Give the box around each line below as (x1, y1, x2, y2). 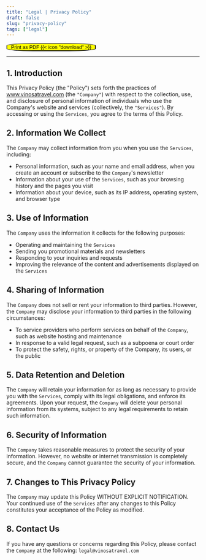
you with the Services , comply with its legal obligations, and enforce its (6, 393, 186, 400)
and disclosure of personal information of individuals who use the (6, 97, 172, 105)
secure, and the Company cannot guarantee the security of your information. (6, 459, 196, 466)
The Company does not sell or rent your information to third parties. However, (6, 301, 197, 308)
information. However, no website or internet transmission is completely (6, 453, 188, 460)
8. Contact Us (6, 524, 60, 534)
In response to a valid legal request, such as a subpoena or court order (15, 339, 195, 346)
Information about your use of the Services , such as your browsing (15, 175, 185, 183)
